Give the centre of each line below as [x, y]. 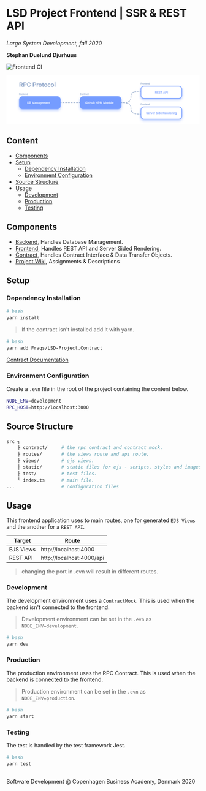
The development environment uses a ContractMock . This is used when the [101, 601]
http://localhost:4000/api [72, 558]
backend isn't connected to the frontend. [58, 607]
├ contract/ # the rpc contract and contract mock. [90, 448]
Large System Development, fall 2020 [54, 43]
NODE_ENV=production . [48, 698]
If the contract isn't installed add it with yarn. [78, 330]
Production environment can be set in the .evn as [83, 692]
